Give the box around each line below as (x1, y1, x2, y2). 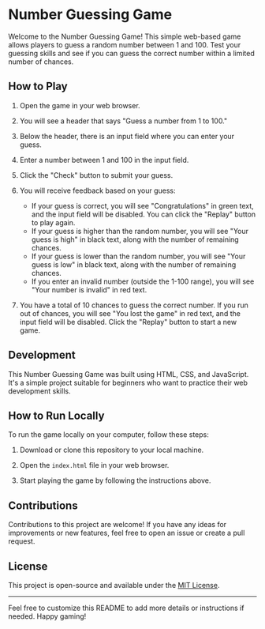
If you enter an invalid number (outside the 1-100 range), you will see (31, 277, 255, 286)
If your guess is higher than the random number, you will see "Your (31, 226, 249, 235)
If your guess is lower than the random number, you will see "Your (31, 251, 246, 261)
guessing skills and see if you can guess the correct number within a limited (8, 48, 255, 58)
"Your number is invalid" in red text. (31, 284, 147, 294)
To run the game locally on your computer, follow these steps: (8, 430, 209, 439)
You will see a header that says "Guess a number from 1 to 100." (19, 116, 228, 126)
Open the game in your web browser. (19, 100, 140, 110)
